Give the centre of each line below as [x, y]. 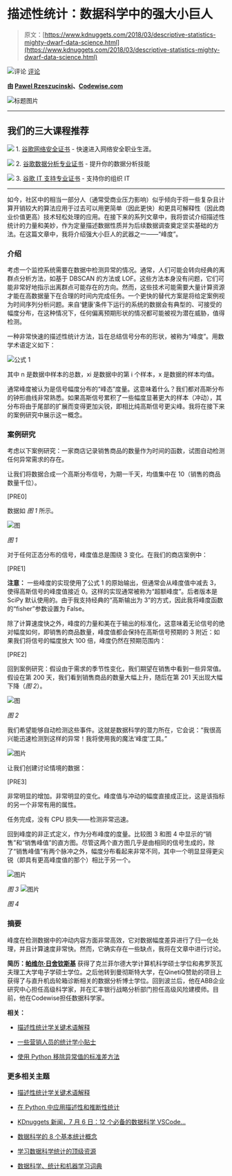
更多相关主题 [29, 1076]
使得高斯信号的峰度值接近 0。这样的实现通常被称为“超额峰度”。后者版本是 [113, 592]
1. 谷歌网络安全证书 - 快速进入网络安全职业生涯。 [85, 148]
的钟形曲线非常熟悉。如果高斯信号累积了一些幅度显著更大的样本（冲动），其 [115, 398]
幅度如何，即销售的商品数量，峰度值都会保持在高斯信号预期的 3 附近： [113, 632]
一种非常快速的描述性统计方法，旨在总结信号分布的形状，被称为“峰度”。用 [113, 336]
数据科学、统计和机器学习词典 [59, 1166]
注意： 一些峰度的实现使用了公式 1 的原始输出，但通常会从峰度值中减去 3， [114, 583]
